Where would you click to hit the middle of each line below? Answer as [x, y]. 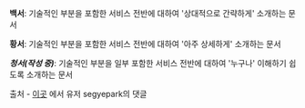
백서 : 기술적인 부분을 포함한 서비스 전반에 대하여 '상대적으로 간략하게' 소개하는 [148, 13]
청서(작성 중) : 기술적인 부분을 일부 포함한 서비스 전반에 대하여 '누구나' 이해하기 [148, 63]
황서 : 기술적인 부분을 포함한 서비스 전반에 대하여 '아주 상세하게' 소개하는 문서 [145, 44]
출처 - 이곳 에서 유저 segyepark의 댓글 [78, 94]
